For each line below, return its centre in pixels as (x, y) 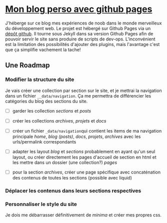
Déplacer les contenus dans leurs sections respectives (73, 190)
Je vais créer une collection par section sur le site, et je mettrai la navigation (83, 90)
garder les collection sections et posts (52, 110)
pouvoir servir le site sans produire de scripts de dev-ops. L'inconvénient (80, 39)
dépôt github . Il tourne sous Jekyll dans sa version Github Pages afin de (79, 33)
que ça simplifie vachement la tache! (43, 49)
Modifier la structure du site (40, 79)
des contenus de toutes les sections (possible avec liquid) (72, 177)
